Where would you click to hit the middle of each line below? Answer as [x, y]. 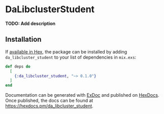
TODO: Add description [30, 23]
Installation [23, 39]
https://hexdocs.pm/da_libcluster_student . [50, 106]
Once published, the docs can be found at [49, 101]
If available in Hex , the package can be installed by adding [66, 51]
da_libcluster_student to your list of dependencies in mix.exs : [71, 57]
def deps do [18, 66]
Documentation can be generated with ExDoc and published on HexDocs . [82, 95]
